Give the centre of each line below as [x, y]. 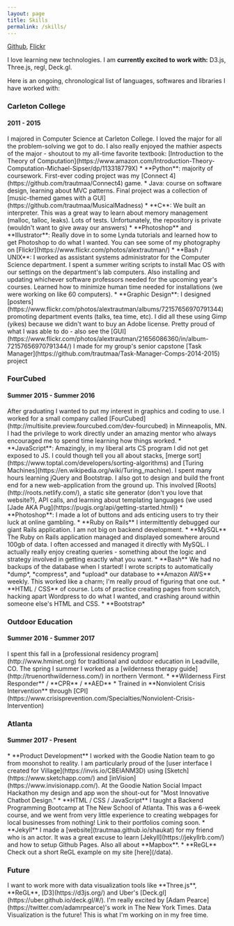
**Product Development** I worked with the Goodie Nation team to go [113, 756]
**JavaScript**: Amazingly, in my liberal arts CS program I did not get [108, 448]
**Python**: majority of [179, 168]
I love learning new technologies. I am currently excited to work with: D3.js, [117, 60]
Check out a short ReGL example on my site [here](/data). [90, 852]
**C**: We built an [178, 205]
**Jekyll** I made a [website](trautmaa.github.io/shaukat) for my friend [110, 830]
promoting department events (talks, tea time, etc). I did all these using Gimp [117, 316]
